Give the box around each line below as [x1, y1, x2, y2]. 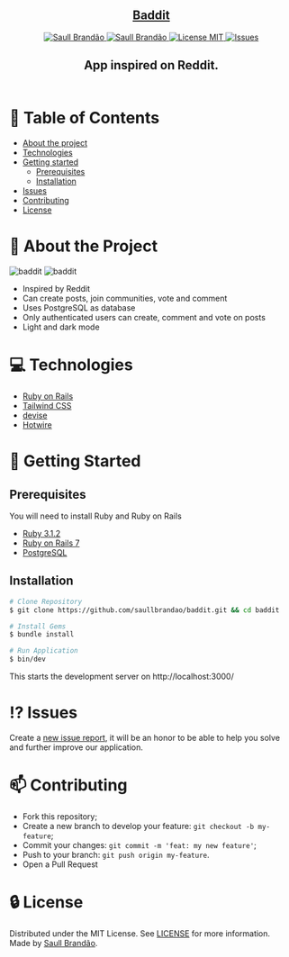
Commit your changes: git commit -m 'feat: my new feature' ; [22, 839, 257, 850]
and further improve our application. [9, 742, 144, 753]
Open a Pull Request [22, 859, 99, 870]
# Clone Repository [9, 597, 83, 606]
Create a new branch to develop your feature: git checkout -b [22, 820, 255, 831]
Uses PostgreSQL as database [22, 302, 136, 313]
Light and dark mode [22, 321, 101, 332]
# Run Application [9, 646, 78, 655]
